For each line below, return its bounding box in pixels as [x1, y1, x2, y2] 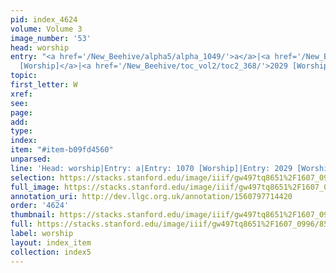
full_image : [10, 182, 60, 192]
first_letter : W [10, 80, 78, 90]
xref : [10, 89, 33, 99]
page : [10, 107, 33, 118]
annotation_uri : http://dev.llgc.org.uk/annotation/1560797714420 [10, 191, 293, 201]
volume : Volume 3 [10, 24, 83, 34]
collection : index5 [10, 247, 92, 257]
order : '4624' [10, 201, 70, 211]
